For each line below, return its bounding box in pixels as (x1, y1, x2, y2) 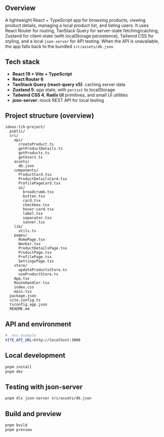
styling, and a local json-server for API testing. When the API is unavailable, (5, 38, 160, 44)
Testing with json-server (5, 383, 83, 391)
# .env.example (5, 333, 37, 338)
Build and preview (5, 409, 62, 418)
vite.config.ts (9, 298, 41, 303)
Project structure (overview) (5, 111, 94, 120)
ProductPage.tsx (18, 250, 52, 255)
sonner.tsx (23, 220, 45, 225)
